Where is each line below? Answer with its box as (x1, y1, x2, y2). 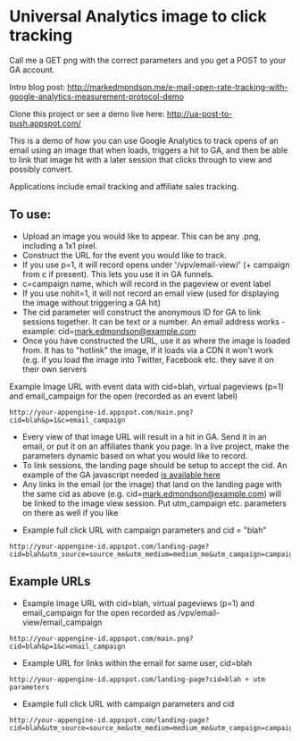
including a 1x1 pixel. (21, 240, 98, 251)
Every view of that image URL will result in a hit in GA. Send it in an (21, 431, 268, 442)
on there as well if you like (21, 507, 119, 518)
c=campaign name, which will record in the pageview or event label (21, 278, 271, 289)
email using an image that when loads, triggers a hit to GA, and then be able (9, 145, 288, 156)
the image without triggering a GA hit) (21, 297, 162, 307)
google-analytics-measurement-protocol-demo (9, 91, 185, 102)
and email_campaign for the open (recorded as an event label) (9, 391, 238, 401)
